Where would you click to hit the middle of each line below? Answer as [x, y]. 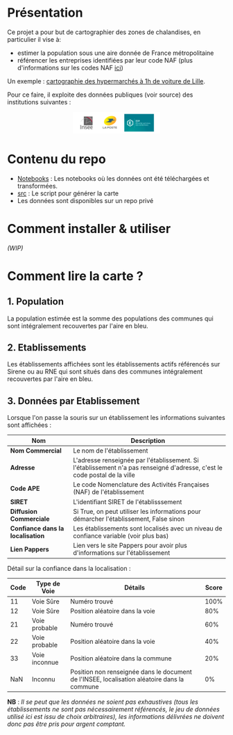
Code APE [25, 488]
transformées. [37, 186]
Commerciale [30, 519]
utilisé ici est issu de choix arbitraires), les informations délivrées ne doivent [115, 717]
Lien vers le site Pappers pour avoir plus [130, 546]
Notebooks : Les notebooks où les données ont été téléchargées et [113, 178]
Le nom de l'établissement [111, 451]
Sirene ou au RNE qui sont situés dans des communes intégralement [105, 372]
